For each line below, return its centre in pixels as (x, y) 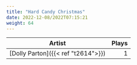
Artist (58, 43)
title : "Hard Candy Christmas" (46, 12)
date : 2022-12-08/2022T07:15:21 (47, 17)
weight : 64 (20, 23)
